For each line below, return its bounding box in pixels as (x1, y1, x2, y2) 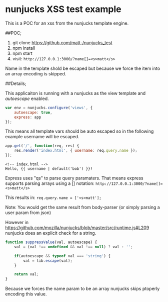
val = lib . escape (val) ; (23, 258, 72, 263)
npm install (12, 45, 35, 51)
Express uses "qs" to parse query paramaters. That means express (5, 175, 143, 181)
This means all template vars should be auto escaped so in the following (5, 128, 154, 134)
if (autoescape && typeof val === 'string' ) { (14, 253, 111, 258)
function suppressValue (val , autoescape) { (5, 240, 97, 245)
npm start (12, 50, 32, 56)
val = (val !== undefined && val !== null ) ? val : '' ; (14, 244, 133, 249)
